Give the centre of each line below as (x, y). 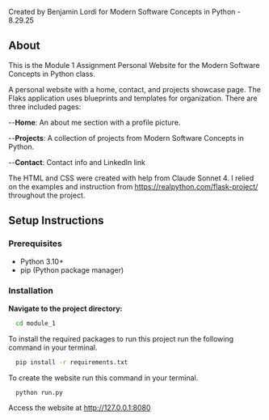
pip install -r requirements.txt (72, 362)
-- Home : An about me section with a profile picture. (95, 122)
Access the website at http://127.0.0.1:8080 (80, 408)
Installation (31, 291)
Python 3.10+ (42, 261)
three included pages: (45, 106)
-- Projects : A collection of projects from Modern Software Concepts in (126, 138)
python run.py (39, 392)
